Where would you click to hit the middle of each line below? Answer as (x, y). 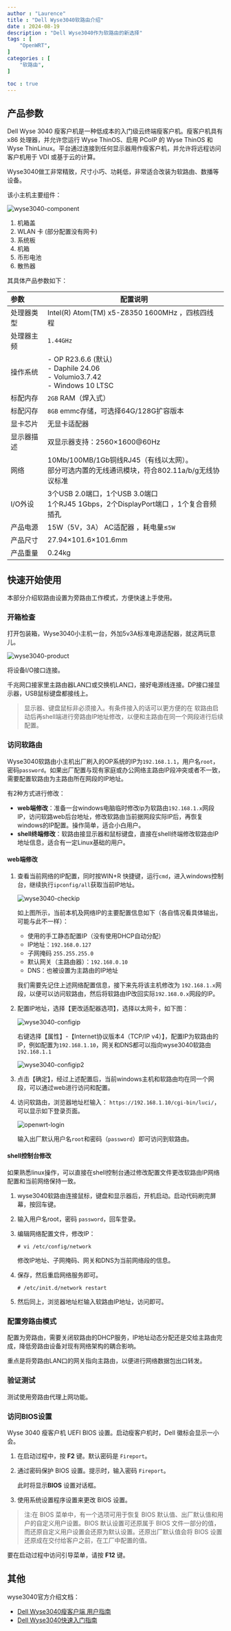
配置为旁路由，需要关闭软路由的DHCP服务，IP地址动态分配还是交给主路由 (112, 1337)
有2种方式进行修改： (36, 793)
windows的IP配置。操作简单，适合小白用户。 (81, 825)
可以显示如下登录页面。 (50, 1111)
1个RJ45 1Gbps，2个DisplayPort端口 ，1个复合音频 (132, 504)
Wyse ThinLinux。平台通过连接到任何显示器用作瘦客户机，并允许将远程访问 (114, 148)
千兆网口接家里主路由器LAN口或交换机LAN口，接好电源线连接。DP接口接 (111, 685)
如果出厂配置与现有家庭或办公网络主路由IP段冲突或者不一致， (137, 770)
